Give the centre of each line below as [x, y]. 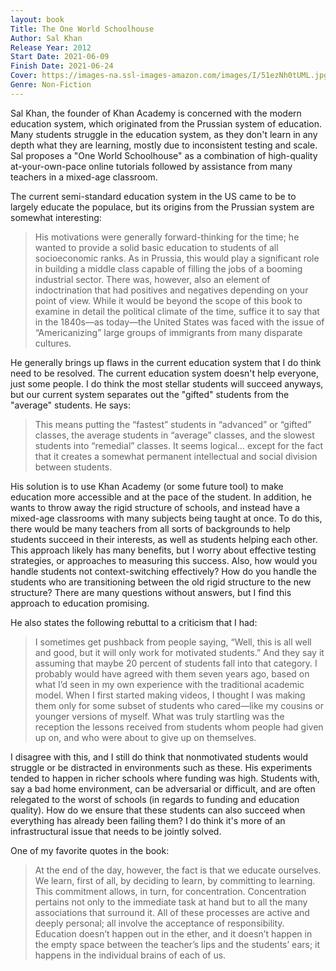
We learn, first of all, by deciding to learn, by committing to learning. [175, 880]
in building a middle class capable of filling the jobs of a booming [168, 268]
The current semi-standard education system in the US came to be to [153, 196]
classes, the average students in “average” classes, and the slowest [174, 435]
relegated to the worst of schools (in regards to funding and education [155, 799]
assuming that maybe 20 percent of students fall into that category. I [176, 663]
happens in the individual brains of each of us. [130, 955]
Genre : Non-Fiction [51, 85]
